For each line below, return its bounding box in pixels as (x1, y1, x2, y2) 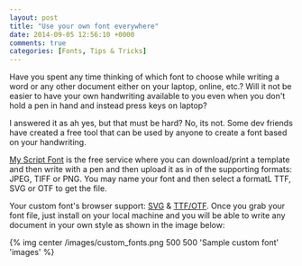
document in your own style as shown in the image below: (9, 220, 225, 231)
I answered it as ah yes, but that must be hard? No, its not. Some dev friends (9, 118, 293, 129)
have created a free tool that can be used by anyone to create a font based (9, 127, 288, 138)
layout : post (9, 13, 59, 23)
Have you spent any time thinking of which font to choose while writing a (9, 71, 279, 82)
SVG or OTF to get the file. (9, 183, 107, 194)
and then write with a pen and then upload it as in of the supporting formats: (9, 164, 293, 175)
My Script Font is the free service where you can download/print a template (9, 154, 290, 165)
